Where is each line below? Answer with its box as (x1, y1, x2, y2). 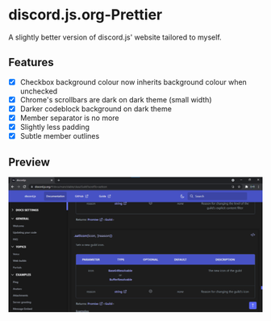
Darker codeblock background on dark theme (19, 103, 172, 114)
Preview (8, 155, 51, 169)
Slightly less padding (19, 123, 90, 131)
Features (8, 56, 54, 69)
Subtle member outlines (19, 131, 100, 141)
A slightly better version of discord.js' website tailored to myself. (8, 32, 222, 42)
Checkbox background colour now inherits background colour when (19, 77, 248, 86)
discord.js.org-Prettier (8, 6, 163, 24)
